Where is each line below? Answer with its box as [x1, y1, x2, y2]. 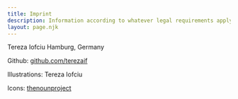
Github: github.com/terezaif [7, 57, 88, 65]
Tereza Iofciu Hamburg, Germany [7, 43, 105, 52]
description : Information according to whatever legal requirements [7, 17, 214, 24]
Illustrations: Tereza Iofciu [7, 70, 83, 78]
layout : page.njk [7, 23, 59, 30]
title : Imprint [7, 10, 52, 18]
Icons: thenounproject [7, 84, 72, 93]
